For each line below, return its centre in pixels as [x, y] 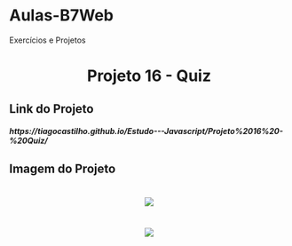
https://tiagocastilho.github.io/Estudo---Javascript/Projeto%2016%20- [146, 131]
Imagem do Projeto [63, 168]
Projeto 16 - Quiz [149, 76]
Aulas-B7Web [61, 16]
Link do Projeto [51, 109]
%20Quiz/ [29, 141]
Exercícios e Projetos [47, 40]
